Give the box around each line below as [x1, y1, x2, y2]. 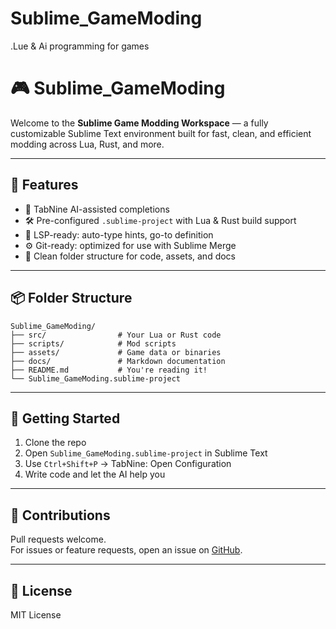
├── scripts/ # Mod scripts [10, 338, 177, 349]
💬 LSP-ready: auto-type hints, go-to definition [24, 228, 214, 241]
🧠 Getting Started [10, 410, 121, 427]
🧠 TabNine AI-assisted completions [24, 203, 170, 215]
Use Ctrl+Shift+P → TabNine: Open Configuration [24, 458, 232, 470]
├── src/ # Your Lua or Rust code [10, 330, 222, 340]
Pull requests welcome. [10, 533, 107, 546]
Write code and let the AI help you [24, 468, 166, 481]
